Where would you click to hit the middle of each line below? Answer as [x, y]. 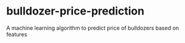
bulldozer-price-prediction [75, 11]
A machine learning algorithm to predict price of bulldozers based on [93, 28]
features [17, 34]
